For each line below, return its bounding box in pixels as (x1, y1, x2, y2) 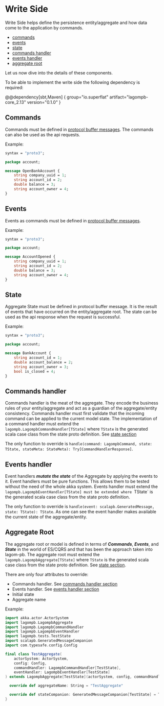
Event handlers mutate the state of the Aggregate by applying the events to (5, 473, 158, 479)
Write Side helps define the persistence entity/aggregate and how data (5, 20, 147, 25)
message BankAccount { (5, 351, 51, 356)
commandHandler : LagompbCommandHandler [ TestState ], (14, 665, 121, 670)
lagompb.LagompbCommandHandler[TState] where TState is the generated (5, 426, 148, 432)
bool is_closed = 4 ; (14, 369, 56, 374)
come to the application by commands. (5, 24, 83, 30)
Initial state (12, 591, 34, 597)
